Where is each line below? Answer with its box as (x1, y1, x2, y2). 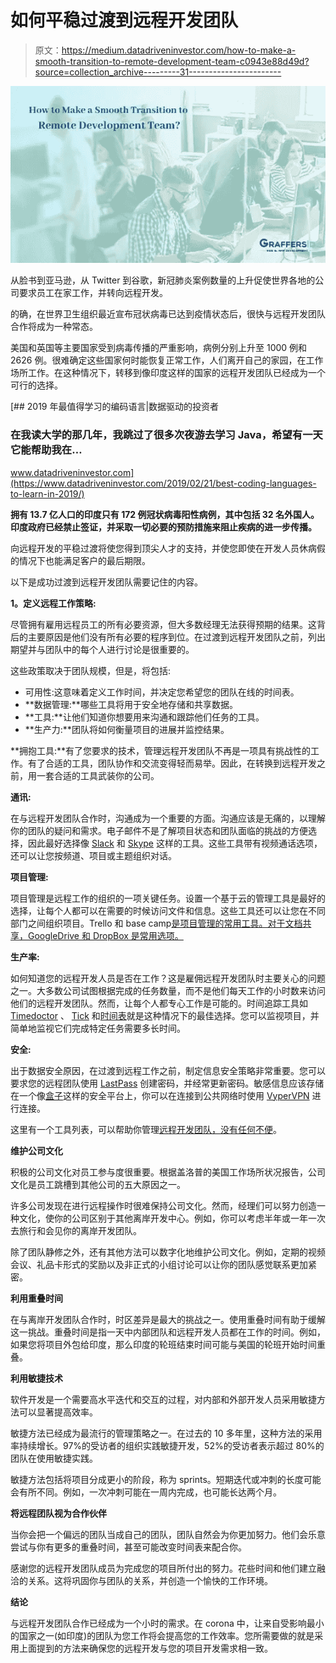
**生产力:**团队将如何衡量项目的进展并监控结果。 (24, 723, 230, 735)
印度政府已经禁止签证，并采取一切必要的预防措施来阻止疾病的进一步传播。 (10, 521, 317, 533)
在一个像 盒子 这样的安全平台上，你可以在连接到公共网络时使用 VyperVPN (10, 1089, 310, 1101)
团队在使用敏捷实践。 (10, 1452, 98, 1464)
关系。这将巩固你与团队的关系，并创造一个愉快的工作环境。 (27, 1574, 273, 1586)
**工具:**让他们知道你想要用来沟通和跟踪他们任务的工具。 (24, 711, 265, 723)
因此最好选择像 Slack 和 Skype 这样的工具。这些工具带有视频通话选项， (27, 837, 323, 849)
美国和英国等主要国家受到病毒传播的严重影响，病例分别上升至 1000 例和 (10, 342, 308, 354)
